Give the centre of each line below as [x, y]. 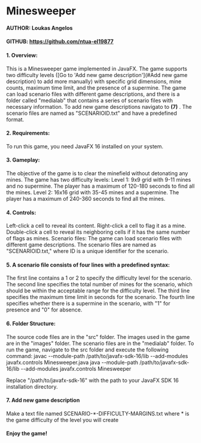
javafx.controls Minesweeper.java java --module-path [72, 362]
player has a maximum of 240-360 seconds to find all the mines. [86, 198]
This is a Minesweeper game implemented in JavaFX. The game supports [97, 68]
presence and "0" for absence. [44, 310]
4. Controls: [21, 212]
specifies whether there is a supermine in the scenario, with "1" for [88, 304]
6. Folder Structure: [31, 323]
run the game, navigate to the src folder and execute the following [87, 349]
